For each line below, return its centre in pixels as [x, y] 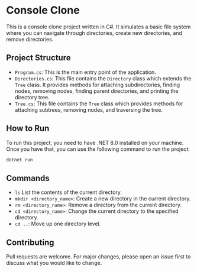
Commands [28, 178]
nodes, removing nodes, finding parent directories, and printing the [96, 91]
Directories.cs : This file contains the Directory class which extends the [103, 78]
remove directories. [30, 39]
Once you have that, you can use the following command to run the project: [98, 149]
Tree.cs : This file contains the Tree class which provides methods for [99, 103]
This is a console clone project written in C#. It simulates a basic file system [98, 27]
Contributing [30, 242]
